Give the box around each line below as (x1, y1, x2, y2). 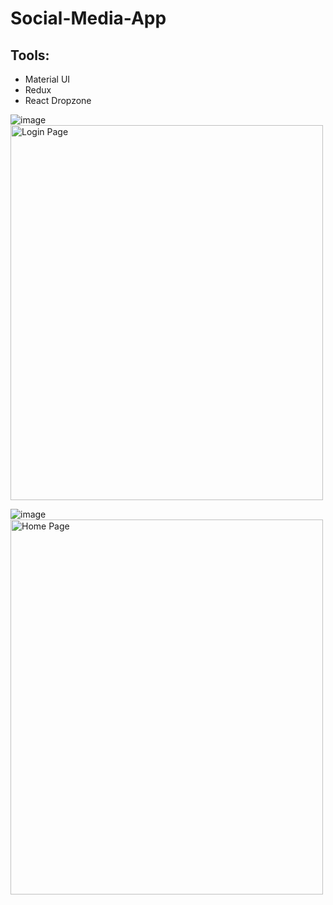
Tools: (10, 47, 50, 64)
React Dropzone (24, 95, 92, 106)
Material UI (24, 73, 71, 85)
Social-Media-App (10, 7, 167, 30)
